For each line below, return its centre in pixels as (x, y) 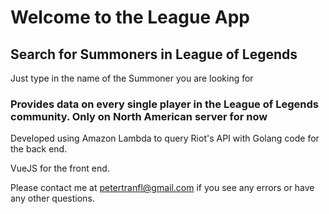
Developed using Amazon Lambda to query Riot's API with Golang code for (165, 138)
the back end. (39, 149)
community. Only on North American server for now (139, 116)
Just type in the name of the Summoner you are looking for (132, 78)
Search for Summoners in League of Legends (154, 54)
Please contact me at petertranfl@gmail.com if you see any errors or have (162, 188)
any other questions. (52, 198)
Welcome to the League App (130, 17)
